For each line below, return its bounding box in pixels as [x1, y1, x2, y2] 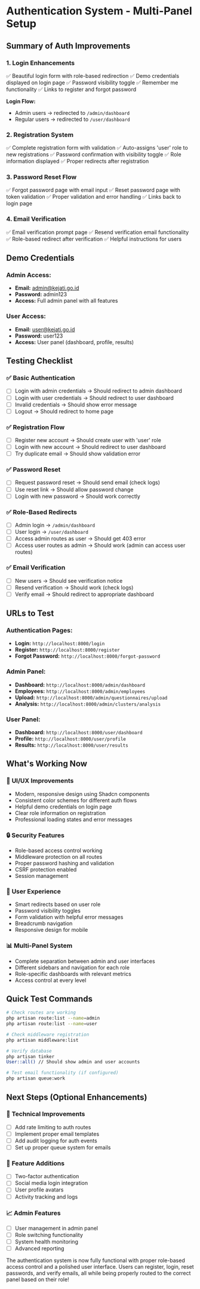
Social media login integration [14, 1179, 88, 1187]
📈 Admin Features [6, 1209, 61, 1217]
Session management [14, 872, 69, 879]
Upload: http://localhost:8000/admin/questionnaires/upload [14, 694, 168, 701]
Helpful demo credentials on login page [14, 803, 112, 810]
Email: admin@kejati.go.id [14, 284, 79, 291]
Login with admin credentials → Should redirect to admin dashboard [14, 387, 182, 394]
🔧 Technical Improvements [6, 1110, 85, 1118]
